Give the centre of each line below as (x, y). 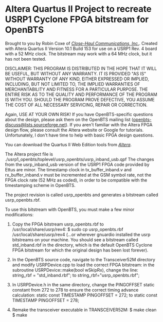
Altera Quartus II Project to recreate (78, 9)
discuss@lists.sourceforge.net (36, 125)
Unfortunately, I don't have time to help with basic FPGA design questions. (80, 135)
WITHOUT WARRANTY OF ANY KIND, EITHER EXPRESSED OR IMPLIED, (77, 79)
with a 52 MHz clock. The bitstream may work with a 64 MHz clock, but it (79, 54)
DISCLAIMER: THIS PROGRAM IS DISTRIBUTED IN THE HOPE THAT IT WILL (81, 68)
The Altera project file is (29, 154)
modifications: (19, 214)
